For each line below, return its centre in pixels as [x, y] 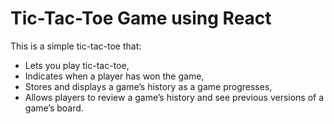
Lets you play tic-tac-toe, [77, 65]
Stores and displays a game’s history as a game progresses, [148, 86]
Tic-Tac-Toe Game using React [141, 18]
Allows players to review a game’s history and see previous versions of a [174, 97]
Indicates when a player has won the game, [114, 76]
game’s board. [54, 108]
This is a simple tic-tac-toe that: [76, 46]
